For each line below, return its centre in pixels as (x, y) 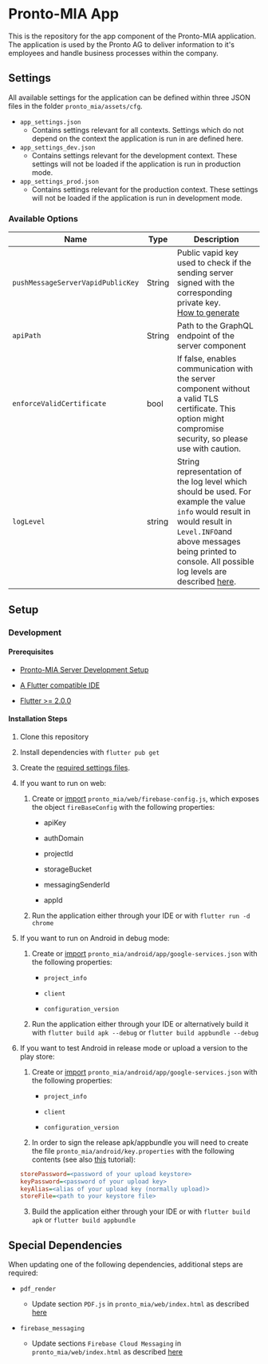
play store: (37, 1056)
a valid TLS (198, 399)
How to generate (208, 313)
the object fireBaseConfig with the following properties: (123, 807)
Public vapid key (208, 253)
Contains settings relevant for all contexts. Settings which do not (138, 130)
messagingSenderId (77, 884)
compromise (201, 429)
